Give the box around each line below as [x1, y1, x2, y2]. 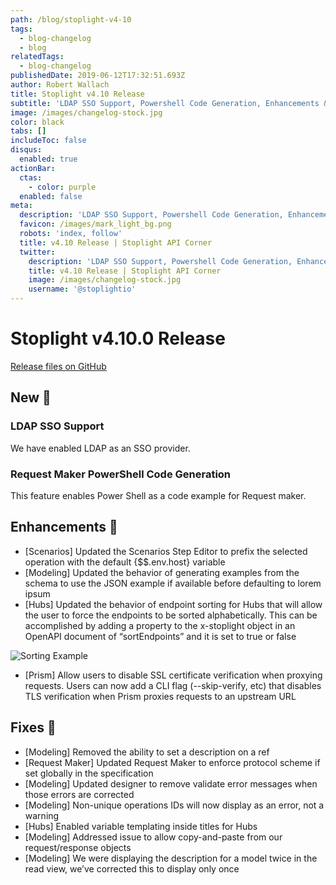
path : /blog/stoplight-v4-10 [10, 14, 132, 25]
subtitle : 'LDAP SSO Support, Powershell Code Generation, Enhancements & [10, 98, 329, 108]
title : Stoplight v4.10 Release [10, 89, 145, 99]
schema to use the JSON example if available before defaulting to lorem [24, 577, 322, 589]
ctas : [19, 172, 43, 183]
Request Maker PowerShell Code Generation [10, 467, 232, 481]
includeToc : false [10, 136, 87, 146]
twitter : [19, 247, 56, 257]
